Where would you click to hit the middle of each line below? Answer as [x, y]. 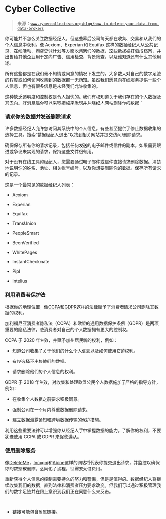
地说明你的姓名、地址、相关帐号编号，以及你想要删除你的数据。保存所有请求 [83, 168]
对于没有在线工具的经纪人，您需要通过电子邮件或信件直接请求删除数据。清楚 [83, 162]
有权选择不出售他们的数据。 [41, 361]
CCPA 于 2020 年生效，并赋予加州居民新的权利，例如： [62, 340]
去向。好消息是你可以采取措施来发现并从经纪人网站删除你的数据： [76, 103]
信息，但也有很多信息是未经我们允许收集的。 [55, 86]
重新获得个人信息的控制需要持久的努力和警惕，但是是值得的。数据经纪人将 [81, 479]
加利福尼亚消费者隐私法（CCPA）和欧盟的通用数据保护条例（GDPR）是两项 [82, 323]
